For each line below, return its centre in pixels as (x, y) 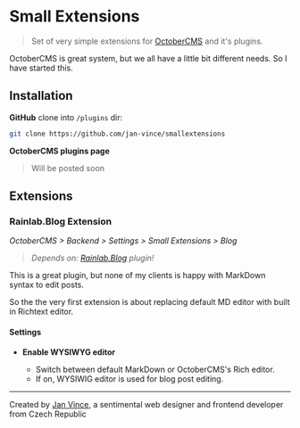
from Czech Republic (48, 414)
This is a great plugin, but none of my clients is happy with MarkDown (137, 276)
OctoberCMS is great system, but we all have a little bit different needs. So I (148, 58)
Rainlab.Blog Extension (61, 221)
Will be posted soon (68, 168)
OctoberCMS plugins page (59, 151)
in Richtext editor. (42, 312)
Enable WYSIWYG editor (69, 352)
